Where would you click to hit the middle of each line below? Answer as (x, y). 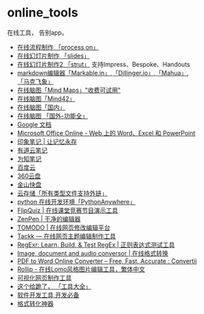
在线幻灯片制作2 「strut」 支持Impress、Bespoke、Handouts (103, 64)
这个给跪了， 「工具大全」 (54, 286)
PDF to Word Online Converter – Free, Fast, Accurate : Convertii (107, 261)
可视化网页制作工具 (44, 278)
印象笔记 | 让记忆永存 (47, 142)
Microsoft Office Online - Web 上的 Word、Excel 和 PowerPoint (106, 133)
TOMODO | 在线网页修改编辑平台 (64, 227)
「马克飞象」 (35, 81)
